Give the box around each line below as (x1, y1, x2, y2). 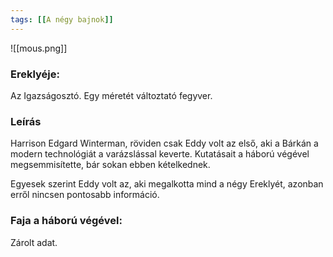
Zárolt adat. (10, 236, 58, 248)
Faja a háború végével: (10, 214, 123, 228)
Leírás (10, 114, 42, 128)
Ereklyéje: (10, 67, 60, 81)
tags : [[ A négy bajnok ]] (10, 14, 114, 25)
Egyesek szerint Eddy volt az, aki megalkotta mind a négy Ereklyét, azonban (10, 178, 324, 190)
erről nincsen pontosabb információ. (10, 189, 160, 201)
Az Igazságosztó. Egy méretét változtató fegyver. (10, 89, 213, 101)
